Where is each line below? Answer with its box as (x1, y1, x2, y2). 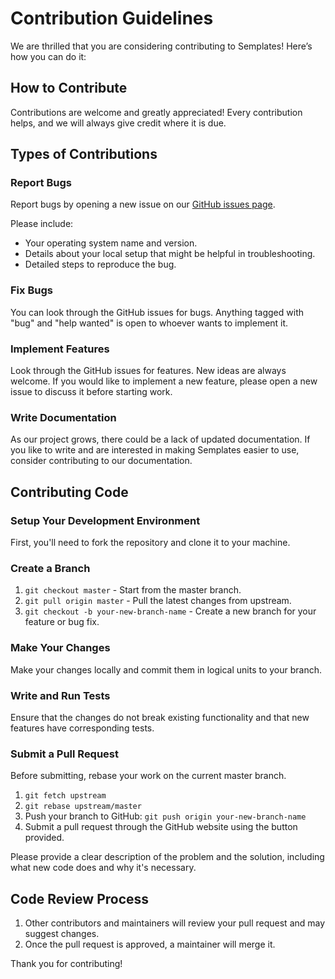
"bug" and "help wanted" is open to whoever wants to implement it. (10, 317, 289, 329)
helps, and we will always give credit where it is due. (10, 117, 227, 129)
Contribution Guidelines (10, 7, 214, 30)
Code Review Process (10, 890, 150, 907)
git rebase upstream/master (24, 802, 142, 812)
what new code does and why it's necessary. (10, 862, 197, 874)
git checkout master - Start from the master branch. (24, 584, 242, 596)
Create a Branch (10, 561, 91, 575)
